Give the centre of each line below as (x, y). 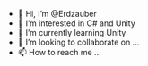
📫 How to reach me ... (59, 52)
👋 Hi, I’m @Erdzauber (57, 14)
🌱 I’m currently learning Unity (72, 33)
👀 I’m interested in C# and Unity (77, 23)
